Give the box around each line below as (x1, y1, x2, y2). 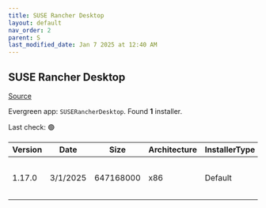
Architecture (148, 144, 198, 155)
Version (12, 144, 43, 155)
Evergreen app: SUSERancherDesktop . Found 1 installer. (8, 106, 183, 115)
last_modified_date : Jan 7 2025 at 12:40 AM (8, 41, 158, 49)
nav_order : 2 (8, 26, 51, 34)
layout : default (8, 19, 62, 27)
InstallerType (204, 144, 256, 155)
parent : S (8, 33, 41, 42)
